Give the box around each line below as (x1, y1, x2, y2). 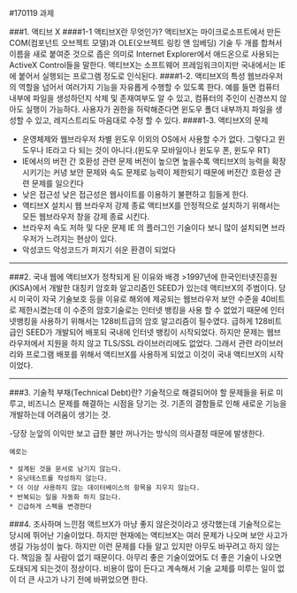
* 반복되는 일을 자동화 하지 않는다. (9, 493, 122, 502)
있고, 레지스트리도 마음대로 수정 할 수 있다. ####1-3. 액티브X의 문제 (34, 115, 269, 126)
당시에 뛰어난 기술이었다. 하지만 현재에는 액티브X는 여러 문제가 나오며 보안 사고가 (9, 530, 288, 540)
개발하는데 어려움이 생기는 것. (9, 410, 111, 420)
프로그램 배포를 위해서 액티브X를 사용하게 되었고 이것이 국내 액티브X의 (25, 349, 268, 359)
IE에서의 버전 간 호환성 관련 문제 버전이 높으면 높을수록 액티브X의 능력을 (21, 156, 270, 166)
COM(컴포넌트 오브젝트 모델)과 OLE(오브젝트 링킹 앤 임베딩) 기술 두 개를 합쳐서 (9, 38, 283, 48)
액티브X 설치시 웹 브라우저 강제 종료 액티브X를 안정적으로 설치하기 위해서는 (21, 200, 281, 211)
